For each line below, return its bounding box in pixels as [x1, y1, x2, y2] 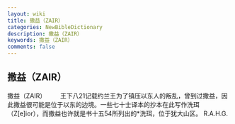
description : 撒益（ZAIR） [7, 30, 83, 38]
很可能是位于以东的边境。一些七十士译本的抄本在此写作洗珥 [25, 100, 200, 108]
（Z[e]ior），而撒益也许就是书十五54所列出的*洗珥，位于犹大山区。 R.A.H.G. [7, 109, 229, 118]
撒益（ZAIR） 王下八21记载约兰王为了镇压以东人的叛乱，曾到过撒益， [7, 91, 222, 100]
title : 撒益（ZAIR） [7, 17, 64, 24]
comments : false [7, 43, 55, 50]
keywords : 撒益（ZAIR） [7, 37, 73, 44]
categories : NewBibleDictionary [7, 23, 103, 30]
